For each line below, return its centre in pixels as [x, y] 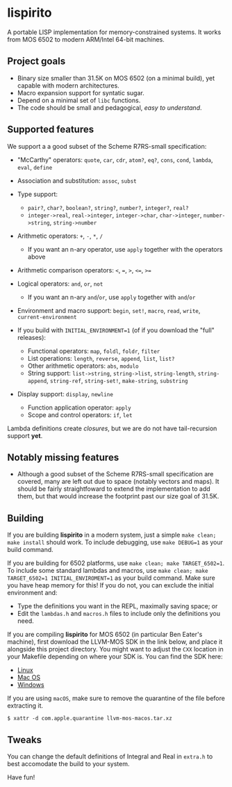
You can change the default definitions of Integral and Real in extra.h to [110, 756]
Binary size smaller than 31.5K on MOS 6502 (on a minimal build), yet [116, 78]
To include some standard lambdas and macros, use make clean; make [108, 571]
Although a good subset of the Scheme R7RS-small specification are [115, 474]
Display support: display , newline [65, 394]
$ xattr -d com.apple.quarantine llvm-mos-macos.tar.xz [90, 719]
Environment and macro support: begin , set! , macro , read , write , [109, 310]
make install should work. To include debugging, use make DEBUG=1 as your [115, 542]
